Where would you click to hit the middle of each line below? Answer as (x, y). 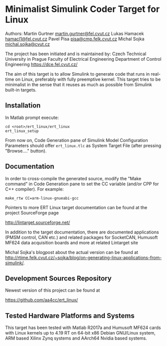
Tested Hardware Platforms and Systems (70, 315)
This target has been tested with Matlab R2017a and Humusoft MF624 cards (83, 328)
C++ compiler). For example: (35, 189)
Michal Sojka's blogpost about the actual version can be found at (72, 252)
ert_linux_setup (22, 131)
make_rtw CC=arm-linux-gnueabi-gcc (42, 198)
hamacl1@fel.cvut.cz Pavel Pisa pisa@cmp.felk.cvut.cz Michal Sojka (75, 39)
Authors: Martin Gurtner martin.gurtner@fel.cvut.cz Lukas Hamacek (75, 33)
